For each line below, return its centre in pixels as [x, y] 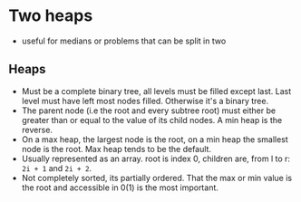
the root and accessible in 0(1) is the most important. [120, 188]
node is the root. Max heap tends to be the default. [117, 149]
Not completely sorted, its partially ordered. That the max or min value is [156, 178]
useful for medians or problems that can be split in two [124, 41]
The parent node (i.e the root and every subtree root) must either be [149, 111]
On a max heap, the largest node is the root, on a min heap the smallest [155, 139]
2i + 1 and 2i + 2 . [57, 168]
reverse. [37, 130]
